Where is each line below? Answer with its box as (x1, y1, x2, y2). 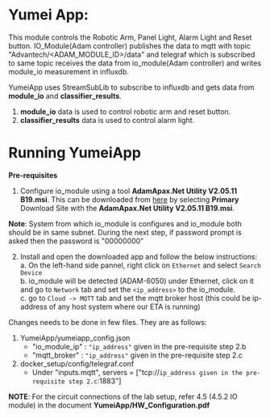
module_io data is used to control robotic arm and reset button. (19, 107, 231, 116)
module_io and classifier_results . (8, 91, 123, 100)
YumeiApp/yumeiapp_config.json (19, 333, 131, 343)
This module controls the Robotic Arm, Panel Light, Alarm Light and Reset (8, 32, 252, 42)
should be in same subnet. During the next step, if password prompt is (8, 227, 242, 237)
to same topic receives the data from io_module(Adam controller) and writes (8, 58, 262, 68)
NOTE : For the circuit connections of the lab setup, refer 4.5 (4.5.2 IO (8, 391, 238, 401)
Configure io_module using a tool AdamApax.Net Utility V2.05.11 (19, 186, 238, 196)
